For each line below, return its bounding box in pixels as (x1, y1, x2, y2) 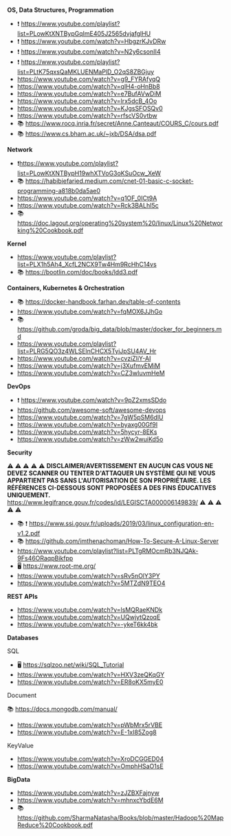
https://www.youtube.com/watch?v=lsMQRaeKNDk (16, 606, 163, 614)
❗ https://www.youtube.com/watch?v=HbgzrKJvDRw (16, 37, 166, 45)
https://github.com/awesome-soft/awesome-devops (16, 406, 166, 414)
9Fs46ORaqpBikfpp (16, 554, 74, 562)
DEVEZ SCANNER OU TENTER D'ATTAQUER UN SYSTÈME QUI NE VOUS (7, 469, 216, 477)
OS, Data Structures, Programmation (7, 6, 114, 14)
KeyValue (7, 742, 34, 749)
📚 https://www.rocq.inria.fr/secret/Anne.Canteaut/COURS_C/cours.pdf (16, 120, 219, 127)
